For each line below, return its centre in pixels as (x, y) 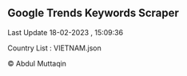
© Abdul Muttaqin (37, 63)
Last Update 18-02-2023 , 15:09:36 (66, 32)
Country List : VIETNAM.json (54, 48)
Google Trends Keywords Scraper (93, 13)
